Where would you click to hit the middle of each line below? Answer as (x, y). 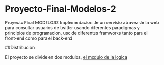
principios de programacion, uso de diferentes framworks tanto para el (76, 33)
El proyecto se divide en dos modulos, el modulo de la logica (66, 57)
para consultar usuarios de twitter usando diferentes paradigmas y (72, 27)
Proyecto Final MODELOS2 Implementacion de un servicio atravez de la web (82, 22)
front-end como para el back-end (39, 38)
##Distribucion (20, 47)
